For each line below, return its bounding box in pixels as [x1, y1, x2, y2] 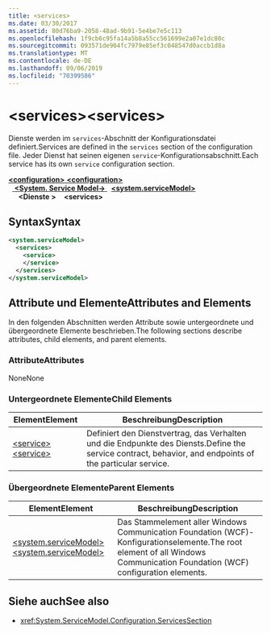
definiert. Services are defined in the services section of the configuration [8, 142, 253, 152]
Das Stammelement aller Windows [116, 517, 248, 528]
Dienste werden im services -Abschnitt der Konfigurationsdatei [8, 133, 216, 143]
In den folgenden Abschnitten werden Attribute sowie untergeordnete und [8, 318, 254, 327]
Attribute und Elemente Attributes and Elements [8, 296, 252, 310]
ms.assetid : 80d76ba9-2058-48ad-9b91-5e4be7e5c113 [8, 27, 182, 35]
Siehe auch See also [8, 594, 110, 608]
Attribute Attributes [8, 355, 85, 366]
